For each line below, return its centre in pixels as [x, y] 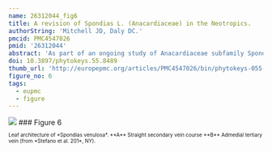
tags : [17, 83]
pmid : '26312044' [38, 46]
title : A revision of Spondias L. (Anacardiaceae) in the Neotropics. [130, 23]
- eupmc [29, 91]
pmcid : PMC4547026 [39, 38]
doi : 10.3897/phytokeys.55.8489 [63, 61]
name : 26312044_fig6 [43, 16]
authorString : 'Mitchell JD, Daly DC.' [76, 31]
